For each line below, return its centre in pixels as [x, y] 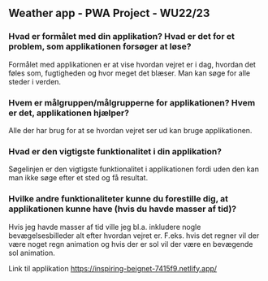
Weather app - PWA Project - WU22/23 [109, 13]
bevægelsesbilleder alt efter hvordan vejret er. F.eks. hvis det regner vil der [134, 236]
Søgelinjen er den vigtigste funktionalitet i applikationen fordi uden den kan [134, 169]
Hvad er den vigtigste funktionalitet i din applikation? [115, 151]
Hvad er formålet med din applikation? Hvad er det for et [122, 37]
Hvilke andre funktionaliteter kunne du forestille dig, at [119, 199]
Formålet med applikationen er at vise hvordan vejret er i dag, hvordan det [132, 64]
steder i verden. [35, 81]
